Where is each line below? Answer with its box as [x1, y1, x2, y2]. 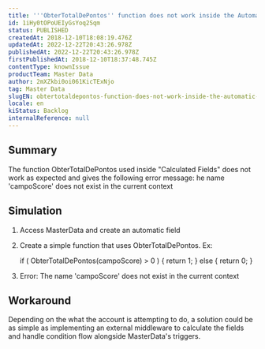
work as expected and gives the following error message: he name [8, 173, 225, 182]
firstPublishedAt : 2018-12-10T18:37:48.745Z [8, 56, 157, 64]
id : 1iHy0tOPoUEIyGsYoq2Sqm [8, 19, 101, 27]
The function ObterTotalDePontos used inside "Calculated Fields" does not [8, 164, 251, 174]
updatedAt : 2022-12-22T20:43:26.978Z [8, 41, 132, 49]
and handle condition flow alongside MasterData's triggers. [8, 332, 201, 341]
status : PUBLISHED [8, 26, 69, 34]
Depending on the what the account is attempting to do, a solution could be [8, 315, 254, 325]
